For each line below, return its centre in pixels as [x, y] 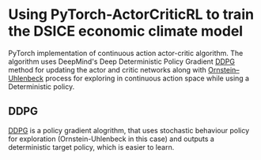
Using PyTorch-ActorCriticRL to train [131, 15]
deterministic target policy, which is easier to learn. [91, 147]
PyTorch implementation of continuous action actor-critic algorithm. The [126, 53]
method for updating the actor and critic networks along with [108, 69]
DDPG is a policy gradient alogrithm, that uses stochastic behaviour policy [129, 130]
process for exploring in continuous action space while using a [147, 78]
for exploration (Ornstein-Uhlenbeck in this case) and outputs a [112, 139]
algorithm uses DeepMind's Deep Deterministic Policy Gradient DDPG [122, 61]
